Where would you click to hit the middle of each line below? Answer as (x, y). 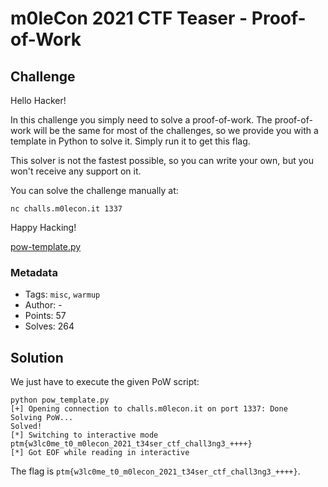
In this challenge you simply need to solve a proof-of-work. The (141, 120)
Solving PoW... (42, 418)
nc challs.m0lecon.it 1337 (66, 209)
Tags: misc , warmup (62, 294)
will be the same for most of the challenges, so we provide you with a (176, 130)
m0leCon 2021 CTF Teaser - (129, 18)
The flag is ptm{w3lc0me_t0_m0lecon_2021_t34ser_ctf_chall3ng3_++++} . (155, 471)
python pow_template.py (60, 400)
